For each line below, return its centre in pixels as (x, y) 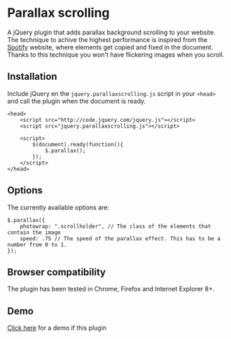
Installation (32, 77)
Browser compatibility (57, 272)
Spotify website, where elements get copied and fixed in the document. (110, 47)
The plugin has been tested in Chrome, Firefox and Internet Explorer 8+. (111, 289)
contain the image (34, 233)
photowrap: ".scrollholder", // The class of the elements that (115, 226)
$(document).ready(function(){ (78, 144)
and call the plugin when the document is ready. (77, 101)
